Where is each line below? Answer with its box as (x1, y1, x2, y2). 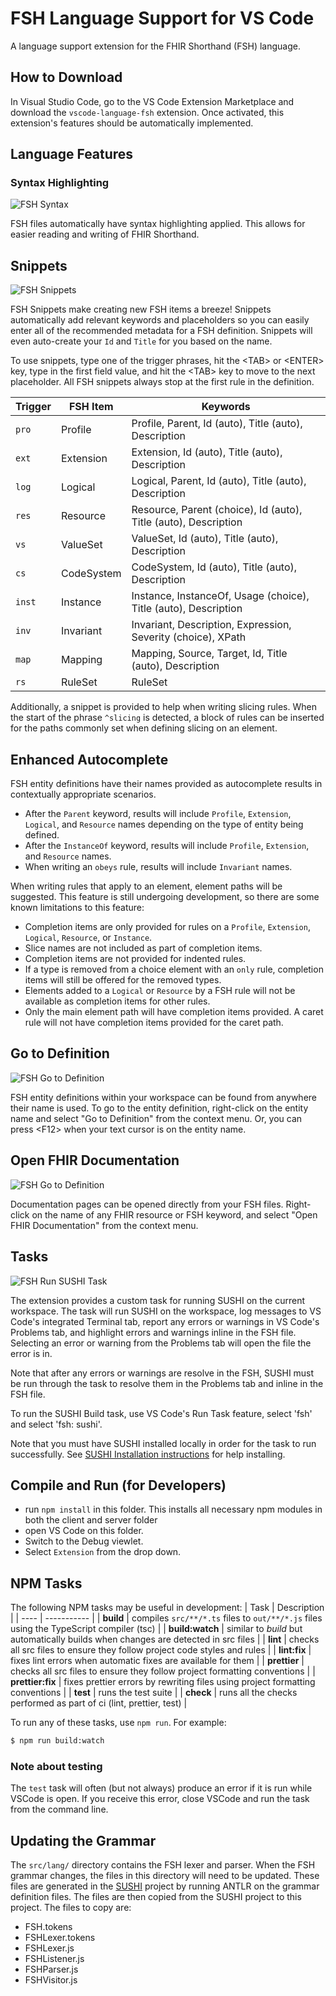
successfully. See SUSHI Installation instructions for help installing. (10, 1448, 286, 1460)
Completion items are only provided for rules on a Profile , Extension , (24, 921, 311, 933)
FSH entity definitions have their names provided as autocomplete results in (10, 778, 323, 790)
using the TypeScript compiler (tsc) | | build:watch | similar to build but (10, 1623, 303, 1635)
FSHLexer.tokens (24, 1932, 96, 1944)
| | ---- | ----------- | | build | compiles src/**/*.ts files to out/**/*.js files (10, 1612, 323, 1624)
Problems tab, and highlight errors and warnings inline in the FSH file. (10, 1326, 297, 1338)
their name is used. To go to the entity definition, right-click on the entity (10, 1102, 309, 1114)
